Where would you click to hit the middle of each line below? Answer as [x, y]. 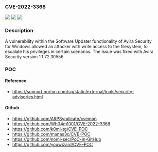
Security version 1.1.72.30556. [35, 56]
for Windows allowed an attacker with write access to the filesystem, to [77, 46]
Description [19, 31]
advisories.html [27, 97]
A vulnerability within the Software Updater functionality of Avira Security [79, 41]
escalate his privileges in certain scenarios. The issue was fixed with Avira [79, 51]
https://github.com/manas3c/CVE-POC [51, 134]
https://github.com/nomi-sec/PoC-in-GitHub [56, 139]
